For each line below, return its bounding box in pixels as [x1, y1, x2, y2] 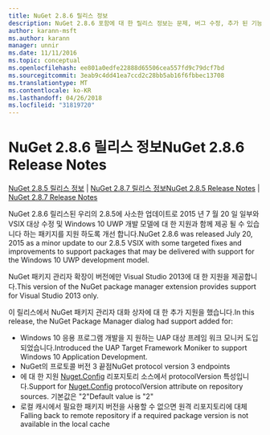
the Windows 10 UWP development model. [8, 255, 150, 265]
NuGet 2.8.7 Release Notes [8, 193, 98, 202]
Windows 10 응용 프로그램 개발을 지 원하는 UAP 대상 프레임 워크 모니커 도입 [19, 333, 259, 343]
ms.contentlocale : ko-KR [8, 86, 92, 95]
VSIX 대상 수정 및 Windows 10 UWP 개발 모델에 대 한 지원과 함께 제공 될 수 [8, 219, 245, 229]
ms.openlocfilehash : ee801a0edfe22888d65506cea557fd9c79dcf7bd [8, 64, 225, 72]
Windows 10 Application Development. [19, 352, 148, 362]
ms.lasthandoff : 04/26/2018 [8, 94, 103, 102]
